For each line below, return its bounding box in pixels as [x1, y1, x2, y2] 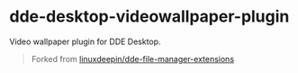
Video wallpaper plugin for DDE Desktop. [9, 36, 161, 47]
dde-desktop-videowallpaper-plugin [9, 6, 290, 27]
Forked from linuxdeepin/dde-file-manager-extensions [31, 53, 235, 64]
